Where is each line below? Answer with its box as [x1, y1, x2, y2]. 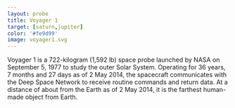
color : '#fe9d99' [7, 29, 58, 37]
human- [203, 86, 227, 94]
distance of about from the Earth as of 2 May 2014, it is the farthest [7, 86, 202, 94]
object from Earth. [25, 93, 78, 102]
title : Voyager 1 [7, 17, 58, 24]
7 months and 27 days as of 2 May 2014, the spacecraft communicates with [7, 71, 227, 79]
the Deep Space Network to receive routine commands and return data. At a [7, 78, 229, 86]
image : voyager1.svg [7, 36, 68, 43]
